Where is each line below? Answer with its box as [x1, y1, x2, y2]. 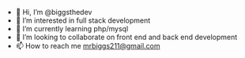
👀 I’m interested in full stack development [15, 16, 151, 25]
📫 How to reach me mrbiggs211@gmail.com [15, 42, 160, 50]
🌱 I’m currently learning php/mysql [15, 24, 129, 33]
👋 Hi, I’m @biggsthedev [15, 8, 92, 16]
